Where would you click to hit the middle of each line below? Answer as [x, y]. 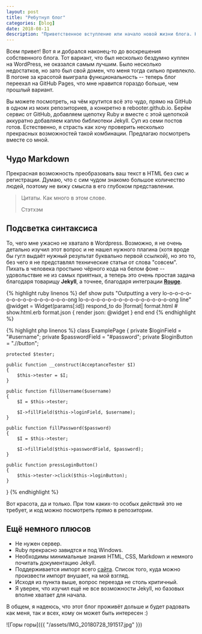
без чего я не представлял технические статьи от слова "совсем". [92, 262]
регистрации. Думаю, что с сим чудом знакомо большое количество [96, 180]
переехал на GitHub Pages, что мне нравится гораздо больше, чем [92, 83]
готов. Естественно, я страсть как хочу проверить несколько [85, 127]
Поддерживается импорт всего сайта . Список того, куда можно [97, 569]
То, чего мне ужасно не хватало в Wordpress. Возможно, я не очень [94, 243]
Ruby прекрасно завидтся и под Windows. [69, 550]
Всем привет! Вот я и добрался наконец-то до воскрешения [84, 51]
